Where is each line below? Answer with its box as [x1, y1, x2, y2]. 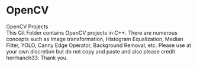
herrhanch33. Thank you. [6, 54, 68, 61]
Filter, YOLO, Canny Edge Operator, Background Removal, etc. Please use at [6, 42, 191, 49]
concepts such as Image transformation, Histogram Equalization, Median [6, 35, 183, 42]
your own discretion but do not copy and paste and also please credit [6, 48, 176, 55]
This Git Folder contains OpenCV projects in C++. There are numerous [6, 29, 177, 36]
